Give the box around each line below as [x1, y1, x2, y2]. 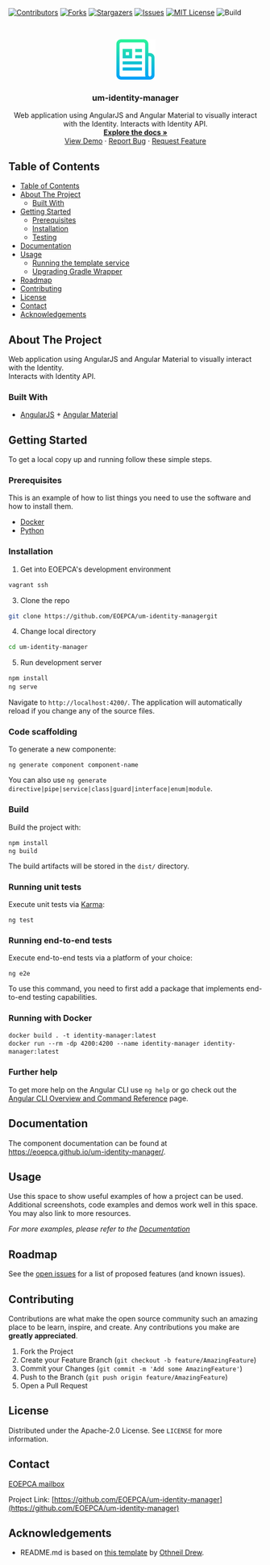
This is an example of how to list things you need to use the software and [8, 493, 251, 503]
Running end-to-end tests [8, 934, 113, 946]
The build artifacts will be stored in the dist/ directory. [8, 861, 189, 871]
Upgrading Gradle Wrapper [31, 267, 123, 277]
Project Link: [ [8, 1494, 55, 1504]
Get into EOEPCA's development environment [19, 564, 172, 574]
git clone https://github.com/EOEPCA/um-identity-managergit [8, 612, 218, 620]
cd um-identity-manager [8, 643, 89, 651]
